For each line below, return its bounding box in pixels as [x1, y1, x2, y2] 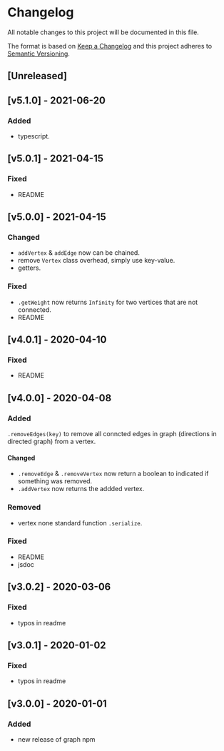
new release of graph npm [17, 735, 96, 743]
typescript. [17, 132, 50, 141]
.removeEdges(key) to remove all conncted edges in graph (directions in [7, 430, 217, 438]
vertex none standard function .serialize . [17, 518, 143, 527]
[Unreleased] [7, 70, 68, 82]
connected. [17, 305, 52, 314]
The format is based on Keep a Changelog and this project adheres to [7, 41, 213, 50]
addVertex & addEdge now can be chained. [17, 248, 141, 257]
